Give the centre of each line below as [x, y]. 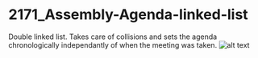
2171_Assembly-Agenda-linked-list [128, 15]
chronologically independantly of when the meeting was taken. [113, 44]
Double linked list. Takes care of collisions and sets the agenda [113, 37]
